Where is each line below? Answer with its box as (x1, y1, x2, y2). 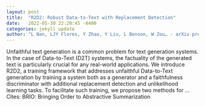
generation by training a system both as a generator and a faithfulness (6, 74, 183, 81)
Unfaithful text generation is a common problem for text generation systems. (6, 48, 199, 55)
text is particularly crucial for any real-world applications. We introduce (6, 61, 185, 68)
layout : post (6, 8, 40, 15)
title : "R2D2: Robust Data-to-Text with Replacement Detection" (6, 15, 176, 21)
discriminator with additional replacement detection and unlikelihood (6, 80, 179, 88)
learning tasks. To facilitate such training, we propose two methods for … (6, 87, 190, 94)
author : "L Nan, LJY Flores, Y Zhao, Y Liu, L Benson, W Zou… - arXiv (6, 31, 190, 38)
